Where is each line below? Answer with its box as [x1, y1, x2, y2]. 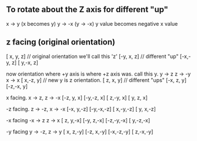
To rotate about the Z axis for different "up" [6, 5, 169, 15]
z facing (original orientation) [6, 37, 116, 47]
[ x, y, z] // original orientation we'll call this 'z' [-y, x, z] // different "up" [6, 53, 179, 60]
